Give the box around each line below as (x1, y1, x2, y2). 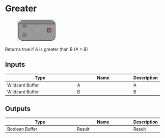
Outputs (5, 104, 31, 113)
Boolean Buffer (7, 126, 38, 132)
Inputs (5, 60, 26, 69)
